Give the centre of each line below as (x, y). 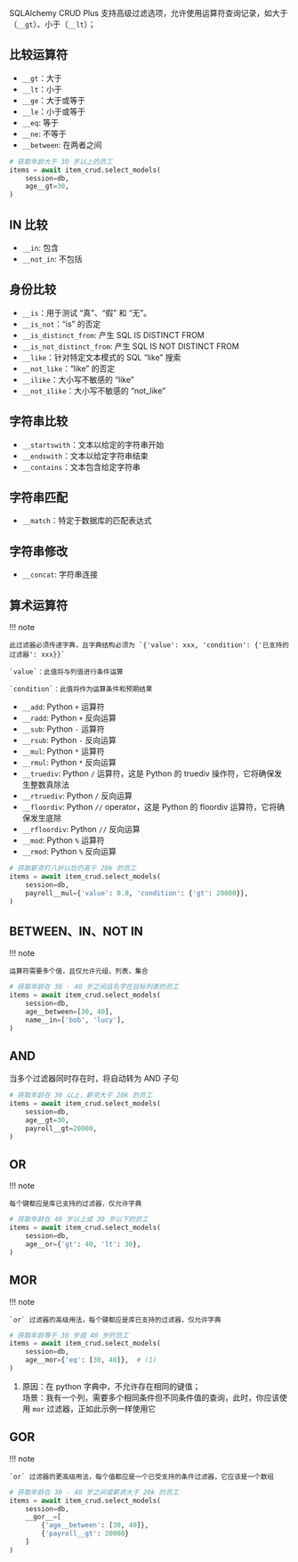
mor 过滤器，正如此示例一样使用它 (94, 1408)
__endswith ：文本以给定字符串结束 (85, 456)
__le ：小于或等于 (54, 111)
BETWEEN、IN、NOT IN (77, 931)
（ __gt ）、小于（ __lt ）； (52, 24)
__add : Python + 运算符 (63, 707)
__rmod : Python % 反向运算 (69, 852)
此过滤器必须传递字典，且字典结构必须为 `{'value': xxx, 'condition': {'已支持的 (149, 645)
